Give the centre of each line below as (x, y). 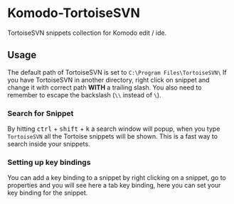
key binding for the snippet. (48, 193)
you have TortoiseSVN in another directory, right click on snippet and (108, 80)
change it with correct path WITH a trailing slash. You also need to (105, 87)
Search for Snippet (41, 113)
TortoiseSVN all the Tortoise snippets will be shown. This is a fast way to (113, 136)
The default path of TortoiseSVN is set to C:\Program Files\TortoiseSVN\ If (117, 72)
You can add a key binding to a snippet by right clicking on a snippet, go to (117, 178)
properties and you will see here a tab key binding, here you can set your (114, 186)
